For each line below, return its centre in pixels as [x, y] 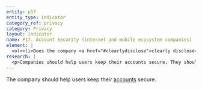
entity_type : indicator [36, 17]
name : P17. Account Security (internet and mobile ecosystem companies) [99, 40]
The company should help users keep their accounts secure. [81, 79]
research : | [21, 57]
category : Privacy [29, 29]
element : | [20, 46]
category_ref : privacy [35, 23]
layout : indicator [29, 34]
